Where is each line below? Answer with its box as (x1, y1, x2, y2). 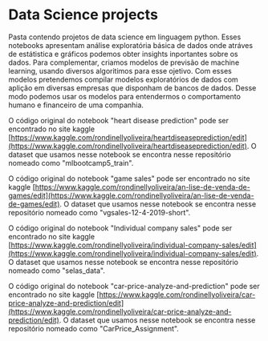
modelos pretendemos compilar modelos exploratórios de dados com (8, 74, 238, 84)
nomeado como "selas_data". (8, 266, 106, 275)
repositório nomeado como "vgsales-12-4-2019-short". (8, 207, 191, 217)
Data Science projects (8, 6, 159, 24)
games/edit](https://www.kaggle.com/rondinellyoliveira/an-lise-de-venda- (8, 191, 254, 200)
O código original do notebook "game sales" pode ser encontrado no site (8, 174, 250, 183)
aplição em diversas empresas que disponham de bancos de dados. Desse (8, 82, 257, 93)
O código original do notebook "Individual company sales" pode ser (8, 223, 233, 233)
